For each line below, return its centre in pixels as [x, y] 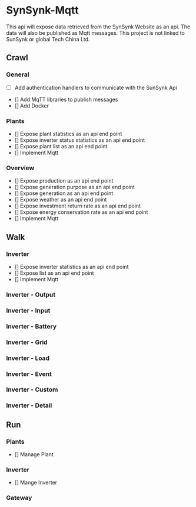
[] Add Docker [31, 105]
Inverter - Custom [32, 389]
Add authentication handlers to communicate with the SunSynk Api [96, 87]
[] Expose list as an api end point [54, 273]
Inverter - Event [29, 374]
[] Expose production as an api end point [64, 181]
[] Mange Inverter [36, 483]
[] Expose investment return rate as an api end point [78, 206]
